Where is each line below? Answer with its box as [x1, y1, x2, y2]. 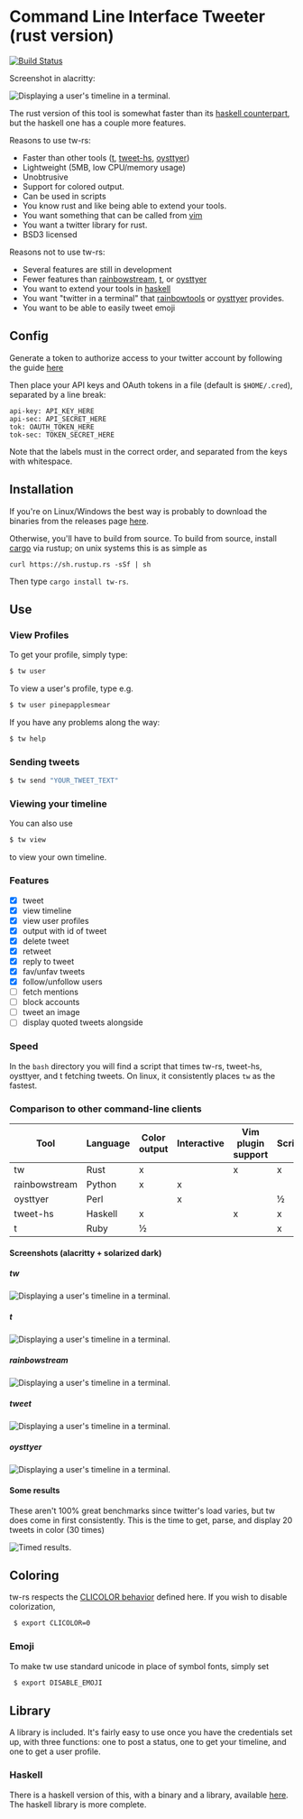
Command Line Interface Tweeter [9, 6, 266, 27]
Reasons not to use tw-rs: [9, 246, 106, 257]
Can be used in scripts [22, 190, 106, 201]
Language [86, 1137, 131, 1150]
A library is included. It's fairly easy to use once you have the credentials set [9, 1727, 293, 1738]
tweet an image [22, 1007, 80, 1018]
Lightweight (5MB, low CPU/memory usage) [22, 162, 187, 172]
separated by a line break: [9, 389, 106, 400]
